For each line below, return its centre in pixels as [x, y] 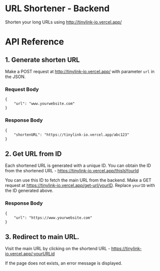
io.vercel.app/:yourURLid [30, 254]
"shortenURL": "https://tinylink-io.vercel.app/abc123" [72, 135]
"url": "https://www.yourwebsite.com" [53, 218]
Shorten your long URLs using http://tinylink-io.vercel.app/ [63, 22]
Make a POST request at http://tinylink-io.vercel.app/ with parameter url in [80, 71]
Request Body [22, 89]
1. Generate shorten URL [43, 60]
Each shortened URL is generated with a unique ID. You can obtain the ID [78, 166]
